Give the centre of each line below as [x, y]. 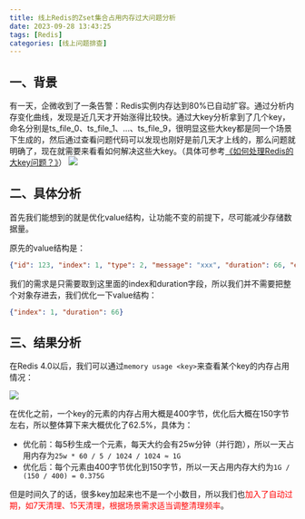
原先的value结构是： [48, 248]
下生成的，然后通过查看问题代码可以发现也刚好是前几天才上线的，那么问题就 [152, 140]
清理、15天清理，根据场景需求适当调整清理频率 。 [137, 505]
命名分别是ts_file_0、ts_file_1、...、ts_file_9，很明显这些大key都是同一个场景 [151, 129]
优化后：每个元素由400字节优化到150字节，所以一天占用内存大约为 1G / [156, 467]
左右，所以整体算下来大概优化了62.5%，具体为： [101, 425]
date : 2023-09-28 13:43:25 [60, 26]
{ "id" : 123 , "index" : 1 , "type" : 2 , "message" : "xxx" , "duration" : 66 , [148, 265]
